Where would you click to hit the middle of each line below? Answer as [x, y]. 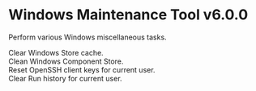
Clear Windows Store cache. [56, 52]
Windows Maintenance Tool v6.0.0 [128, 15]
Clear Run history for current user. [66, 78]
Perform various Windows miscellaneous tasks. [88, 37]
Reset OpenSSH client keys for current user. [82, 69]
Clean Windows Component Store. [66, 61]
